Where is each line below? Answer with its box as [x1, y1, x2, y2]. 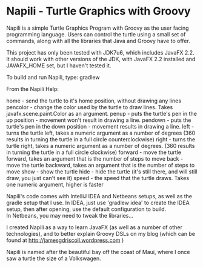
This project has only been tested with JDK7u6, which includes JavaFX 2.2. [6, 49, 195, 56]
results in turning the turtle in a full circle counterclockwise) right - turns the [6, 135, 196, 143]
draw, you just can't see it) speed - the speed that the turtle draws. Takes [6, 174, 190, 181]
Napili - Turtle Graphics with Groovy [6, 4, 191, 18]
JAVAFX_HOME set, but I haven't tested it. [6, 62, 111, 69]
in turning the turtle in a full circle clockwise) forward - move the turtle [6, 149, 182, 156]
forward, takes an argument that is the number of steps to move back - [6, 155, 184, 162]
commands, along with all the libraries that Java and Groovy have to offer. [6, 37, 190, 44]
